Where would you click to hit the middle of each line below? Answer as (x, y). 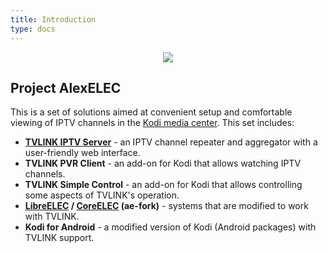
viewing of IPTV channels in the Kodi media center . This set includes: (152, 123)
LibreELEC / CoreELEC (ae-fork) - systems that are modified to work (166, 206)
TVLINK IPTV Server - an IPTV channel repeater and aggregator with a (171, 142)
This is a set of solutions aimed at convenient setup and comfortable (151, 112)
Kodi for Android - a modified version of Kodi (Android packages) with (170, 227)
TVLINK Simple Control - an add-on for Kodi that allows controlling (163, 185)
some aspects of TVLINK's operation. (102, 195)
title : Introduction (53, 19)
